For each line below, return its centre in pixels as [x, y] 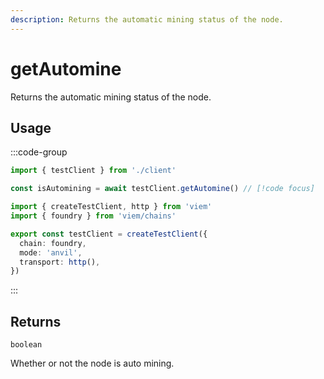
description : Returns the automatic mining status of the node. [147, 19]
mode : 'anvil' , [51, 252]
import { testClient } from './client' [93, 171]
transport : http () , [60, 262]
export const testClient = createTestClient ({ [109, 234]
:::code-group [39, 152]
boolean [26, 345]
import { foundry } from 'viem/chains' [93, 216]
